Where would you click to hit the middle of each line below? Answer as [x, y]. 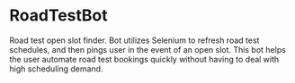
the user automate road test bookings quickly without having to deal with [144, 59]
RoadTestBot [58, 16]
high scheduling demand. [56, 69]
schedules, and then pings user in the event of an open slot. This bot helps [147, 49]
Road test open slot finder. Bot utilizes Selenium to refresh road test [134, 40]
